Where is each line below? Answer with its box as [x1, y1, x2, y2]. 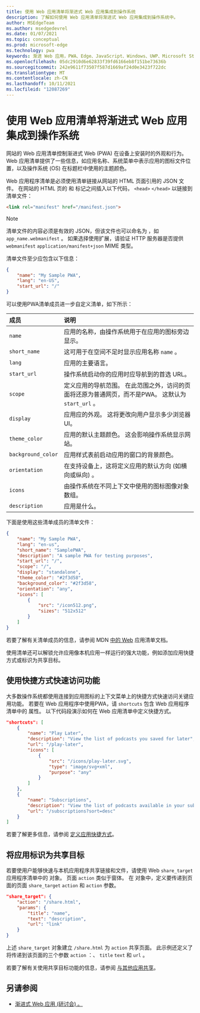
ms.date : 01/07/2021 [6, 31, 58, 37]
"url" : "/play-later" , [27, 742, 84, 748]
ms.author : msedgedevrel [6, 25, 68, 32]
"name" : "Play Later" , [27, 730, 84, 737]
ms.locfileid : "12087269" [6, 87, 70, 92]
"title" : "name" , [27, 910, 70, 916]
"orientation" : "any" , [17, 586, 73, 592]
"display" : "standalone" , [17, 569, 82, 576]
